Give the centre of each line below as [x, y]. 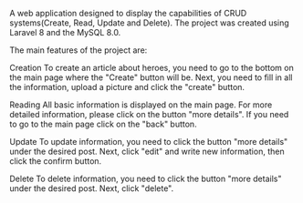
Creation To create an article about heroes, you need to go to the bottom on [151, 68]
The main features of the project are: [78, 50]
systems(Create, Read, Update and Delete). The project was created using [149, 23]
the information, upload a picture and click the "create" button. [127, 87]
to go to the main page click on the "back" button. [104, 124]
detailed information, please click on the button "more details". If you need [149, 114]
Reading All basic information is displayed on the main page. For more [141, 105]
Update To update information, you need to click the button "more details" [149, 142]
